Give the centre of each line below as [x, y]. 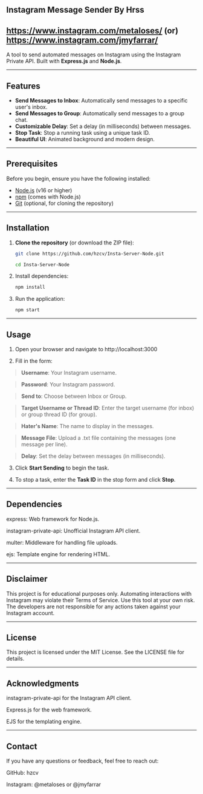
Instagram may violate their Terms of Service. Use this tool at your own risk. [101, 600]
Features [23, 86]
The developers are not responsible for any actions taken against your [94, 607]
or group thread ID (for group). [59, 414]
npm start [27, 310]
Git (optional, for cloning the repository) [64, 203]
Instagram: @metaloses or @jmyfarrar [54, 784]
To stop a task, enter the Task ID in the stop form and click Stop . [95, 479]
